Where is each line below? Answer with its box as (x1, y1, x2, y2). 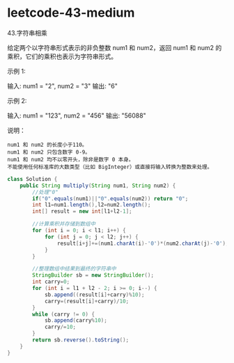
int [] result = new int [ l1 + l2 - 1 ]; (32, 208, 132, 215)
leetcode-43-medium (7, 5, 135, 21)
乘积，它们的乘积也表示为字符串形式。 (7, 52, 117, 60)
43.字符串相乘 (7, 29, 47, 37)
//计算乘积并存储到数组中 (32, 220, 96, 227)
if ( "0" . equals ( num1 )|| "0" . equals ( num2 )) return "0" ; (32, 195, 189, 202)
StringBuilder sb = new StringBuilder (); (32, 272, 155, 279)
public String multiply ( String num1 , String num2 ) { (19, 182, 176, 189)
